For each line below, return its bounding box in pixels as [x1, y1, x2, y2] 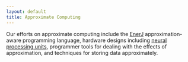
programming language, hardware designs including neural [23, 37, 167, 44]
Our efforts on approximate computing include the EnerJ [6, 30, 144, 37]
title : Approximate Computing [6, 14, 81, 20]
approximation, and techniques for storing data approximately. [6, 49, 158, 56]
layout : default [6, 8, 46, 15]
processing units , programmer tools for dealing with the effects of [6, 43, 167, 50]
